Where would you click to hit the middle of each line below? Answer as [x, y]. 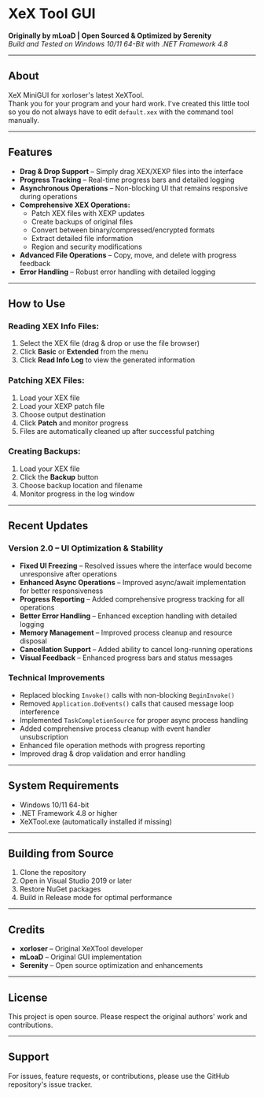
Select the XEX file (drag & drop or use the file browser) [110, 343]
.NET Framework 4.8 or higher [68, 813]
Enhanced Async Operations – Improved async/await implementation [132, 582]
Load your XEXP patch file [62, 406]
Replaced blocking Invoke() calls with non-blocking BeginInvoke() [127, 695]
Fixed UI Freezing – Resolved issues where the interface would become [136, 565]
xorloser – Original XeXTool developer [81, 949]
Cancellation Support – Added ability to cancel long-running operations [136, 649]
